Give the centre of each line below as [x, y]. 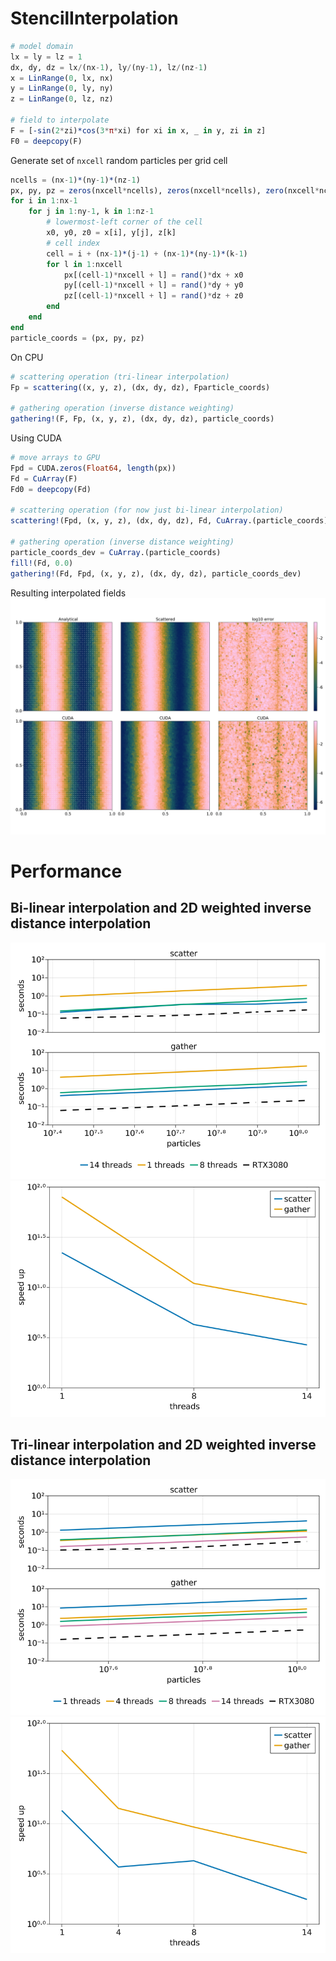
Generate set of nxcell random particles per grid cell [119, 160]
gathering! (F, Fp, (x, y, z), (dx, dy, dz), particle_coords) [142, 419]
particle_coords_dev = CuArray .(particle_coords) [116, 552]
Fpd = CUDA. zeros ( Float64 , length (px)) [93, 468]
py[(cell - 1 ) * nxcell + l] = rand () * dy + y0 [153, 285]
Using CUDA [36, 438]
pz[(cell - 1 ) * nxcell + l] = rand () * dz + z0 [153, 296]
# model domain [42, 46]
